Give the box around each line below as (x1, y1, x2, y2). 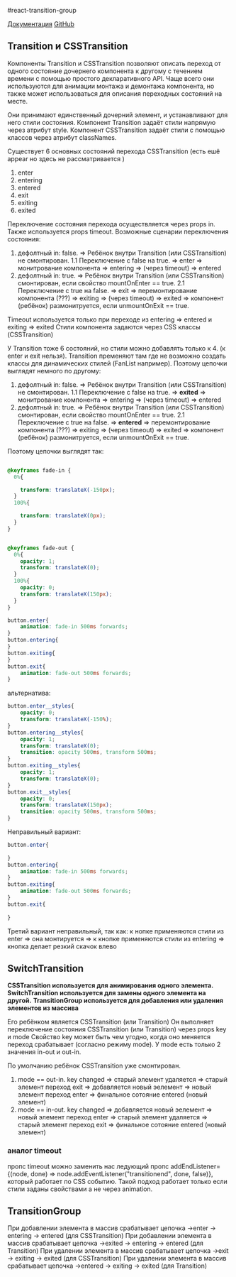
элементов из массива (7, 1004, 79, 1012)
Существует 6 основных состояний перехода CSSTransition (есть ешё (7, 147, 220, 155)
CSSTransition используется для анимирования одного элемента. (7, 981, 214, 990)
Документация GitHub (7, 20, 74, 28)
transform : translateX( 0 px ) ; (20, 513, 106, 520)
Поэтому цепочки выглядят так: (7, 446, 104, 455)
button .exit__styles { (7, 788, 72, 796)
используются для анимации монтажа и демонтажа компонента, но (7, 82, 215, 90)
